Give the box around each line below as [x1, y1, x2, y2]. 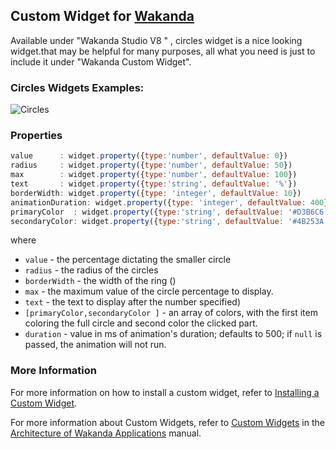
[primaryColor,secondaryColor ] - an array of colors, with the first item [24, 307, 318, 319]
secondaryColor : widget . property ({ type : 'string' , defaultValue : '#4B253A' [10, 216, 329, 226]
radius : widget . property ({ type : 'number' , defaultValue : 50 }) [10, 160, 293, 171]
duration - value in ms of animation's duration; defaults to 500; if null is [24, 328, 323, 340]
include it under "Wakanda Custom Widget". [10, 55, 192, 68]
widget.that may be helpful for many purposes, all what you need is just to [10, 45, 316, 57]
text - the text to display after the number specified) [24, 296, 242, 308]
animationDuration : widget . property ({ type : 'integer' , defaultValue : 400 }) [10, 197, 333, 208]
